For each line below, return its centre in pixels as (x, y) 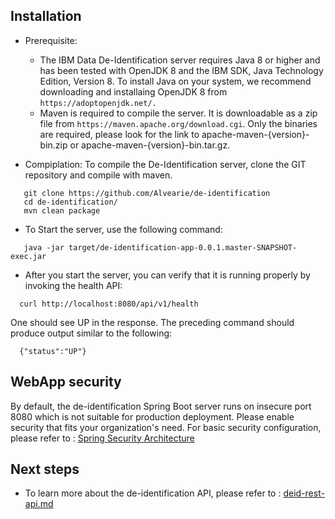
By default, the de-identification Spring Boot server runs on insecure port (161, 406)
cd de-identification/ (70, 202)
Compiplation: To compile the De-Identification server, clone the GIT (165, 164)
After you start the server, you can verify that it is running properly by (167, 275)
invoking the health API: (73, 285)
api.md (39, 504)
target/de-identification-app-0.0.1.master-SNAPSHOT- (183, 247)
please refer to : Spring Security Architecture (102, 438)
